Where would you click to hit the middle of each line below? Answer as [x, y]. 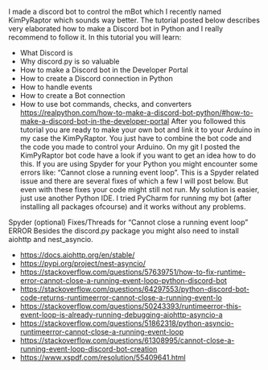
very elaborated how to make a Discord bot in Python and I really [116, 29]
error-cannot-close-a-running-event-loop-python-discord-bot [124, 280]
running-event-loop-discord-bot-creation [89, 349]
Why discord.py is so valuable [70, 61]
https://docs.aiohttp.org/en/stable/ [77, 255]
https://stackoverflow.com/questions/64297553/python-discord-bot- [134, 289]
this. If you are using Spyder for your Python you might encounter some [139, 164]
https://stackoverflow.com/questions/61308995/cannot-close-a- [127, 340]
